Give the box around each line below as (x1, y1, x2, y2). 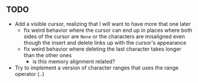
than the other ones (23, 51, 72, 58)
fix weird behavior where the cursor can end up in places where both (23, 26, 193, 34)
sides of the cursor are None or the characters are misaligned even (23, 32, 186, 40)
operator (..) (14, 70, 44, 77)
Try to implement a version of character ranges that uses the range (14, 64, 179, 71)
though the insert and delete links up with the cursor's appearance (23, 39, 187, 46)
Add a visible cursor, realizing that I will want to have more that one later (14, 20, 191, 27)
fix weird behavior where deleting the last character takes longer (23, 45, 182, 52)
